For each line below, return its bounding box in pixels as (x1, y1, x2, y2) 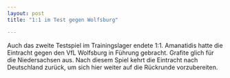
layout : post (7, 10, 45, 17)
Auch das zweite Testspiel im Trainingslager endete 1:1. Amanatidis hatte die (7, 41, 223, 49)
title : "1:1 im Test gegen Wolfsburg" (7, 16, 118, 23)
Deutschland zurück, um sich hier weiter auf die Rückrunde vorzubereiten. (7, 63, 218, 71)
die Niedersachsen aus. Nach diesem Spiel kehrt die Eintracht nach (7, 55, 198, 64)
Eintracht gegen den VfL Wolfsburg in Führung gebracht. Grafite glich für (7, 49, 215, 57)
